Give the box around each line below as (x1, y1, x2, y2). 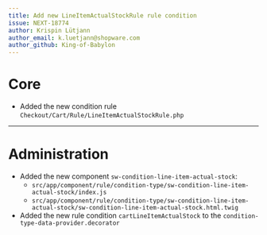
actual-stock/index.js (31, 188, 107, 196)
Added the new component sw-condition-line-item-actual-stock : (19, 171, 238, 181)
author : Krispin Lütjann (8, 26, 91, 34)
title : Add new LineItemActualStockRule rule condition (8, 11, 197, 20)
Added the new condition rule (19, 102, 118, 111)
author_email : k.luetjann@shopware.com (8, 33, 141, 42)
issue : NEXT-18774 (8, 19, 69, 27)
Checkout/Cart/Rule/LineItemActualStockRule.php (19, 112, 184, 120)
